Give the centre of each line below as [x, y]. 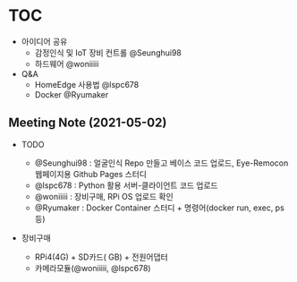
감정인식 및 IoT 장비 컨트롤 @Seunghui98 [108, 52]
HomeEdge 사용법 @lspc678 [87, 84]
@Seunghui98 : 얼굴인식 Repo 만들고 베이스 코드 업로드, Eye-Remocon [161, 163]
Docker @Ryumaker [72, 94]
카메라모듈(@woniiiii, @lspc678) [93, 268]
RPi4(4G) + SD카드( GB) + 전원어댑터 [101, 257]
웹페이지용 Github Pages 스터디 [90, 174]
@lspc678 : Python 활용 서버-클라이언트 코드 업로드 [126, 185]
